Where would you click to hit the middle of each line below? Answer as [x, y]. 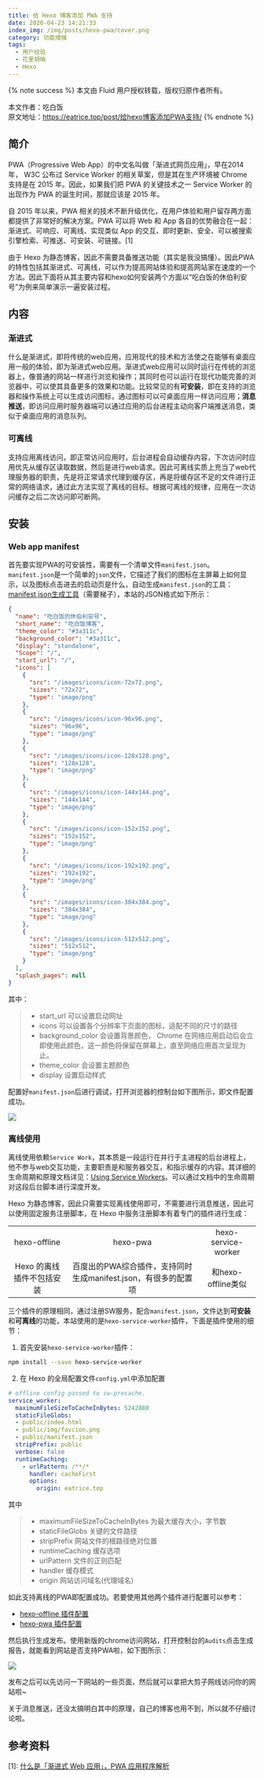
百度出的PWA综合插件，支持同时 [132, 1267]
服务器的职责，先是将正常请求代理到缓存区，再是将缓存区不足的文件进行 [132, 477]
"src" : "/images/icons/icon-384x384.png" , [99, 902]
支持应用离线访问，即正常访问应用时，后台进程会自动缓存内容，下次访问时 [128, 457]
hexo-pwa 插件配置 [51, 1624]
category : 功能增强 [38, 37]
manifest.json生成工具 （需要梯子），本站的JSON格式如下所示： [110, 594]
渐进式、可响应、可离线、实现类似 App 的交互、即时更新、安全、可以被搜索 [130, 230]
